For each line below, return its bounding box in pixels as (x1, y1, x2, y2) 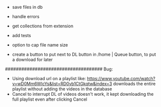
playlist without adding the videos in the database (12, 86, 112, 92)
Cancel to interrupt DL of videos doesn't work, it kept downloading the (12, 91, 154, 97)
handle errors (12, 14, 40, 19)
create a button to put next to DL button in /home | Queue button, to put (12, 51, 156, 57)
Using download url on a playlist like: (12, 76, 86, 81)
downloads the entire (113, 81, 156, 86)
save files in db (12, 4, 43, 10)
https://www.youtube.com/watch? (87, 76, 156, 81)
